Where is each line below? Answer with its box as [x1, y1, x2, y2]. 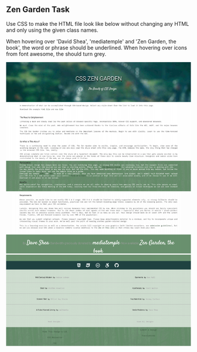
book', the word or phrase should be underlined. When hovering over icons [6, 44, 188, 51]
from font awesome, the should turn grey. [6, 50, 107, 57]
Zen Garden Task [6, 5, 70, 15]
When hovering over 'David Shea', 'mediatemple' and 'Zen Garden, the [6, 38, 177, 45]
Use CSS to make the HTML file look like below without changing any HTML [6, 20, 189, 27]
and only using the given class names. [6, 26, 98, 33]
